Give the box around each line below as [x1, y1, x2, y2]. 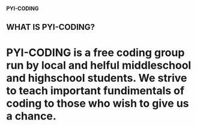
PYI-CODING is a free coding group [6, 46, 185, 60]
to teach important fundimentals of [6, 84, 185, 98]
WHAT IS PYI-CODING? [6, 21, 95, 32]
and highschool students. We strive [6, 72, 187, 85]
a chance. [6, 109, 56, 123]
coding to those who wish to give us [6, 97, 189, 110]
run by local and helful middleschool [6, 59, 192, 72]
